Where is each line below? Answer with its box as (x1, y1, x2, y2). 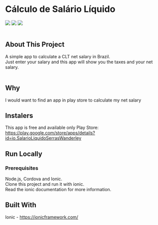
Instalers (5, 111, 33, 120)
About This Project (5, 40, 65, 49)
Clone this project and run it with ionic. (5, 181, 85, 187)
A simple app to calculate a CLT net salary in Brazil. (5, 53, 111, 59)
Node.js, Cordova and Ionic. (5, 176, 62, 182)
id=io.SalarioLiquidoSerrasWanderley (5, 135, 82, 141)
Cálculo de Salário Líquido (5, 3, 116, 15)
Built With (5, 201, 36, 210)
